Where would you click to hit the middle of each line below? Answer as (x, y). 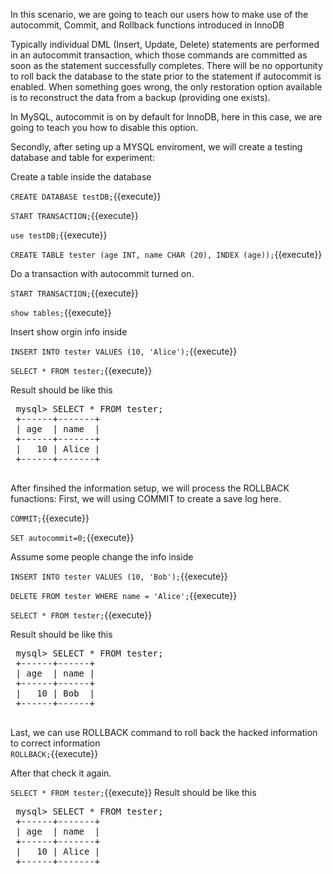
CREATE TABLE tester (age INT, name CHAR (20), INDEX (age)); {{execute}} (166, 254)
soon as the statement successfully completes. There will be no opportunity (166, 65)
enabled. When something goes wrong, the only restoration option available (166, 87)
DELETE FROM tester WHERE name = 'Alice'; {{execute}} (124, 595)
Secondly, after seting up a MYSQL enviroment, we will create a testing (156, 147)
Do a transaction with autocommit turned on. (102, 273)
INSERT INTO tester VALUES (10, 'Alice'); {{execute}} (124, 351)
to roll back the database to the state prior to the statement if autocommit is (166, 76)
